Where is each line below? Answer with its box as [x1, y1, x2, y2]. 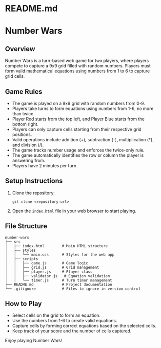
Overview [5, 44, 36, 53]
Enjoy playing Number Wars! [5, 338, 62, 344]
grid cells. [5, 73, 25, 79]
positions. [12, 131, 32, 137]
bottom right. [12, 121, 39, 127]
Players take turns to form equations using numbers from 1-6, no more [12, 106, 154, 111]
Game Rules [5, 87, 42, 96]
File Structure [5, 222, 47, 230]
